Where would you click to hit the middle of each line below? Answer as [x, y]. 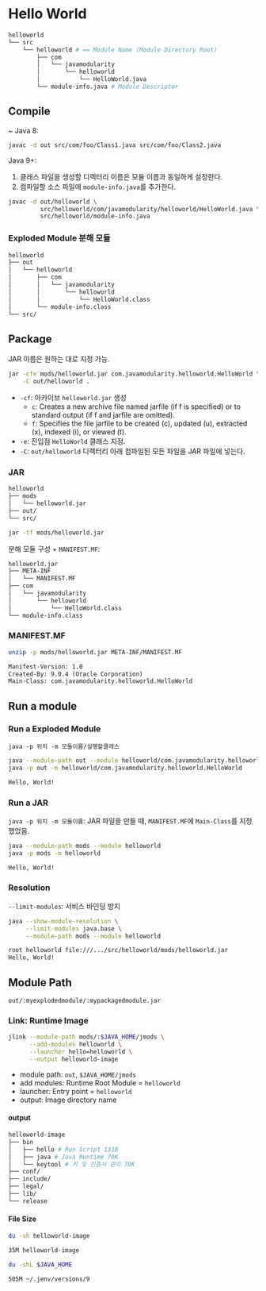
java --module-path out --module [63, 761]
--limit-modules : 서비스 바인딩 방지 [65, 906]
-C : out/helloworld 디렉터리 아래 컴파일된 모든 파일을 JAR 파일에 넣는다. [132, 451]
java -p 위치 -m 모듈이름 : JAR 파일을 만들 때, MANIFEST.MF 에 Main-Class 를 [123, 821]
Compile [29, 112]
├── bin [21, 1142]
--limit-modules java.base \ [74, 929]
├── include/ [30, 1179]
